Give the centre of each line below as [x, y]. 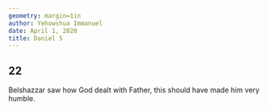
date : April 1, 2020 [43, 31]
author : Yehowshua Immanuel [56, 23]
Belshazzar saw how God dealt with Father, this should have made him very [134, 90]
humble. [22, 99]
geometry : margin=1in [45, 16]
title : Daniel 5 [36, 38]
